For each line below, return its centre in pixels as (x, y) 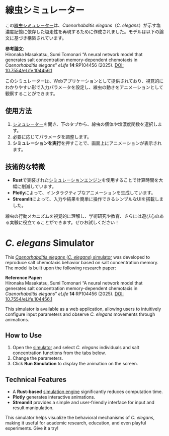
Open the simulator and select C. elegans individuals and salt (76, 348)
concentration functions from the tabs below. (59, 353)
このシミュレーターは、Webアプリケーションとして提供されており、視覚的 (82, 81)
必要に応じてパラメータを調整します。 (52, 136)
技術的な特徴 (25, 167)
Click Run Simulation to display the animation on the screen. (75, 364)
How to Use (24, 335)
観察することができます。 (31, 93)
